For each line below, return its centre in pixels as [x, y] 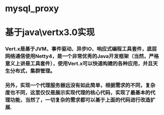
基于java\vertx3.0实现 [50, 33]
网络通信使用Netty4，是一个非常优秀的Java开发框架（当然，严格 [82, 56]
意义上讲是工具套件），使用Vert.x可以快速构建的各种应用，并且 [79, 64]
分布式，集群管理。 [33, 71]
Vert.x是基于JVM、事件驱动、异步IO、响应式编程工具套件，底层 [81, 49]
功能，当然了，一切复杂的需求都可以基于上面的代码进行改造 [80, 100]
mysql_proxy [32, 9]
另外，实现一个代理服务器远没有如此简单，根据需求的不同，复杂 [80, 85]
